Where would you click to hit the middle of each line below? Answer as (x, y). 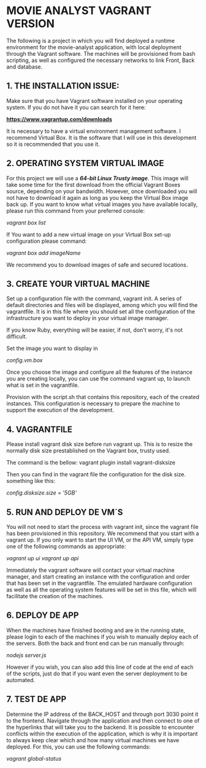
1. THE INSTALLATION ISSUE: (63, 86)
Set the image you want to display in (52, 348)
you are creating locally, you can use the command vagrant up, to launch (98, 379)
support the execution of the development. (60, 410)
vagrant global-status (34, 758)
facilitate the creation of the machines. (55, 596)
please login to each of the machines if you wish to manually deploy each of (102, 637)
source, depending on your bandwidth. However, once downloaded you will (102, 191)
